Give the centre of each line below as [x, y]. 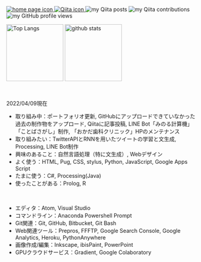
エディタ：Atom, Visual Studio [53, 208]
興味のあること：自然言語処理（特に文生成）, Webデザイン [89, 154]
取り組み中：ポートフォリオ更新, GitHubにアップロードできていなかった [105, 116]
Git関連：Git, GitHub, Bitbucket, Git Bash [66, 223]
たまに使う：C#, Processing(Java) [58, 176]
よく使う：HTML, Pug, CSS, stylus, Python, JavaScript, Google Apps [101, 162]
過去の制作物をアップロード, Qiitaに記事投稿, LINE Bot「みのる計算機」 [104, 124]
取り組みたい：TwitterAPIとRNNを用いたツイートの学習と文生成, [96, 139]
